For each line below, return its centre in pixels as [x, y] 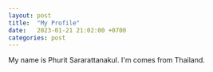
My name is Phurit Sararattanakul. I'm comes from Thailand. [107, 60]
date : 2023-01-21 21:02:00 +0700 [67, 30]
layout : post [30, 15]
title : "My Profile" [44, 23]
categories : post [37, 38]
